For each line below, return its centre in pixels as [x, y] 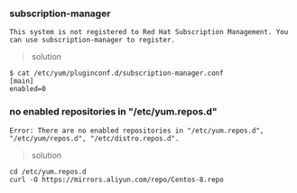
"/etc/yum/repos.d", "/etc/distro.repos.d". [94, 138]
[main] [22, 81]
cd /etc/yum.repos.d [48, 171]
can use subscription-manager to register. [93, 40]
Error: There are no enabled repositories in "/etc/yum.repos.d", [137, 130]
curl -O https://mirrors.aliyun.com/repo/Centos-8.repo [116, 179]
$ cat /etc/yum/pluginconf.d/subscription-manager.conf [116, 74]
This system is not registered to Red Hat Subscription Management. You [149, 32]
